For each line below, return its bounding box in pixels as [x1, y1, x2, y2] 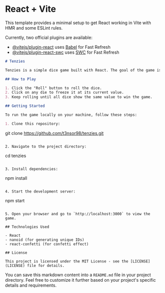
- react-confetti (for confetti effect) [5, 241, 89, 247]
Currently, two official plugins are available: [5, 34, 93, 40]
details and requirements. [5, 282, 57, 288]
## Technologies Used [5, 224, 50, 229]
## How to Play [5, 76, 36, 82]
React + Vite [5, 3, 56, 15]
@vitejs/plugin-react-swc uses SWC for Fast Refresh [12, 49, 119, 55]
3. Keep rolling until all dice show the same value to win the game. [5, 95, 153, 99]
